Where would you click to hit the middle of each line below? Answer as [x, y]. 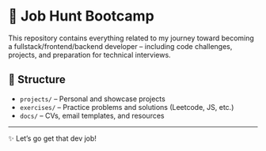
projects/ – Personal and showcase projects [93, 99]
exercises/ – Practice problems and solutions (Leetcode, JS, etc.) [127, 107]
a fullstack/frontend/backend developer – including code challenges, [120, 46]
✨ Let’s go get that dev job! [53, 138]
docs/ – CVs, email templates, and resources [92, 115]
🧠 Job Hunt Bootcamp [81, 16]
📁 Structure [37, 79]
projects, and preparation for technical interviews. [90, 55]
